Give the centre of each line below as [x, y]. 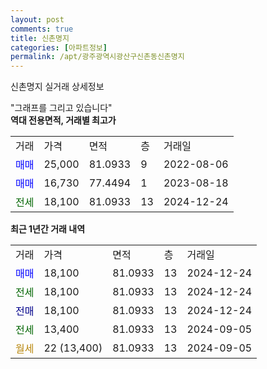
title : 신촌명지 [40, 38]
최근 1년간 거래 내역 [48, 229]
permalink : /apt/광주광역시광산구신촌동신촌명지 [97, 57]
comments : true [42, 29]
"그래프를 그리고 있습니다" [61, 108]
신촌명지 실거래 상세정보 [57, 87]
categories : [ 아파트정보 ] [59, 47]
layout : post [37, 19]
